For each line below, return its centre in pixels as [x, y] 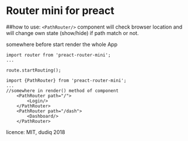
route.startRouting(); [34, 70]
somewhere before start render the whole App [62, 44]
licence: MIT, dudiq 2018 [36, 132]
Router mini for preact [60, 11]
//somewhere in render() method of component [62, 91]
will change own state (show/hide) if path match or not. [72, 33]
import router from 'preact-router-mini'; [58, 55]
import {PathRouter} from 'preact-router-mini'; [66, 80]
